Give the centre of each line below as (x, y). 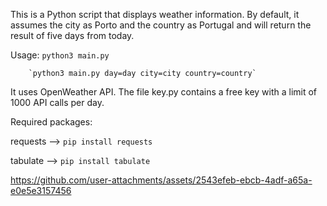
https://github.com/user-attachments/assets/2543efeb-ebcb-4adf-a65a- (161, 180)
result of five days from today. (72, 35)
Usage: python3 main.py (60, 55)
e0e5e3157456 (41, 190)
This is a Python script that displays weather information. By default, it (155, 14)
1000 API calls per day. (57, 102)
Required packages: (51, 122)
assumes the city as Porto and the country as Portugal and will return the (161, 25)
